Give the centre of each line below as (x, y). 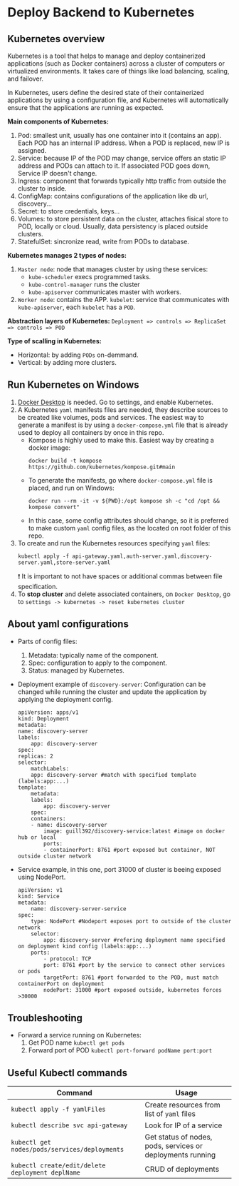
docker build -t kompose (65, 461)
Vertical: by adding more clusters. (67, 362)
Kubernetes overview (56, 39)
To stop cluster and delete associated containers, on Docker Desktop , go (124, 594)
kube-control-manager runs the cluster (84, 284)
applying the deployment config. (65, 699)
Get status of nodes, (179, 1137)
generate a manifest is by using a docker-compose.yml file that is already (123, 425)
